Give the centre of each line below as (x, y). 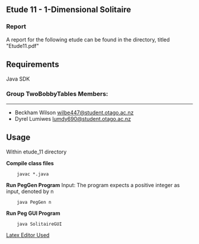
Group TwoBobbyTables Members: (57, 94)
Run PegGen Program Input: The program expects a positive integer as (93, 185)
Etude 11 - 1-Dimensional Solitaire (69, 10)
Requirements (33, 65)
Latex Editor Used (28, 235)
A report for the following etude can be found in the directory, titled (88, 39)
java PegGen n (34, 202)
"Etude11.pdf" (23, 46)
